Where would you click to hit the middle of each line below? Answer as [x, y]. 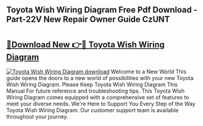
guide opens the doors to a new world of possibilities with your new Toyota [100, 78]
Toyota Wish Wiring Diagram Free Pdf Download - [102, 10]
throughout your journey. [37, 117]
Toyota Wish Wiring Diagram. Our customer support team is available [92, 110]
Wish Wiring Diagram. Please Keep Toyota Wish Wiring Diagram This [92, 85]
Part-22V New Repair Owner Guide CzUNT [88, 20]
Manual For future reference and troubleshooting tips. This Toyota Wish [95, 91]
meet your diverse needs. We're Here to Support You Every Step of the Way [101, 104]
